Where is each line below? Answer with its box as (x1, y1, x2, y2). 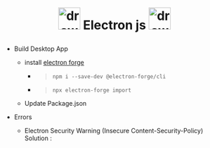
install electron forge (24, 58, 84, 67)
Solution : (24, 134, 53, 142)
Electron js (83, 18, 146, 33)
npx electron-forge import (52, 87, 132, 94)
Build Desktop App (13, 44, 69, 53)
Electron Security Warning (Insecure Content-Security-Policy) (24, 127, 204, 135)
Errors (13, 113, 32, 121)
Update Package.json (24, 99, 87, 108)
